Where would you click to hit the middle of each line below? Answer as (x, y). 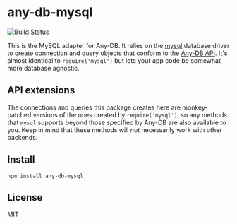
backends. (23, 137)
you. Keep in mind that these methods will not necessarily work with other (115, 130)
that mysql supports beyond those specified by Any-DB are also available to (117, 122)
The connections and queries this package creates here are (94, 107)
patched (19, 114)
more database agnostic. (43, 68)
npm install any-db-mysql (45, 176)
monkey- (195, 107)
